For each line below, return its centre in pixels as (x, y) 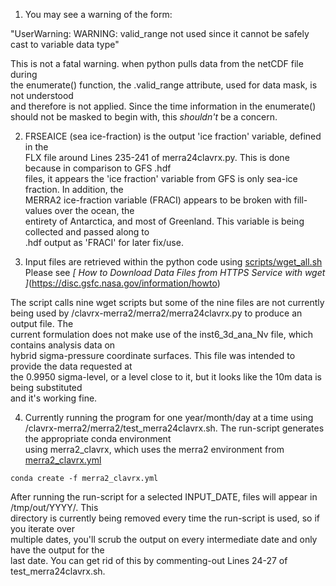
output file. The (42, 323)
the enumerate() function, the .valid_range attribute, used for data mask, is (164, 85)
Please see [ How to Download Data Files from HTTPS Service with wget (175, 272)
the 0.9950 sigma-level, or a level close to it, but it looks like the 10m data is (166, 377)
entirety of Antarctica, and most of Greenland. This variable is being (164, 221)
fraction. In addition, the (74, 189)
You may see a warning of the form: (98, 14)
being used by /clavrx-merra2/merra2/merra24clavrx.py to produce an (156, 313)
